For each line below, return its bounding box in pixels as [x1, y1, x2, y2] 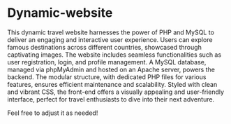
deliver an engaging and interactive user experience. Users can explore [7, 35, 213, 43]
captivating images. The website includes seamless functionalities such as [7, 50, 222, 59]
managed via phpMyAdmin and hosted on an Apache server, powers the [7, 65, 215, 74]
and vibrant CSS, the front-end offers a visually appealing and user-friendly [7, 88, 225, 96]
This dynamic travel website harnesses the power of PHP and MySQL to [7, 28, 215, 36]
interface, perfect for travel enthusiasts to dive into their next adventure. [7, 95, 215, 103]
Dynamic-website [7, 5, 113, 21]
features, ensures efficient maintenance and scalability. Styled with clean [7, 80, 218, 88]
